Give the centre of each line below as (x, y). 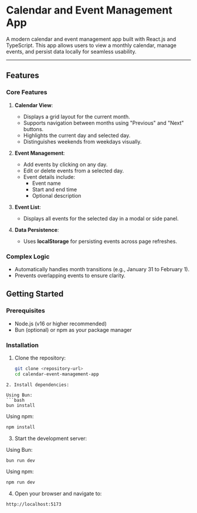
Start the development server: (51, 438)
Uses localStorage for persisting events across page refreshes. (100, 241)
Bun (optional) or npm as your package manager (73, 329)
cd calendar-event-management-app (57, 374)
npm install (21, 427)
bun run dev (21, 460)
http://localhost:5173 (34, 504)
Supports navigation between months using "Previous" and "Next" (103, 123)
